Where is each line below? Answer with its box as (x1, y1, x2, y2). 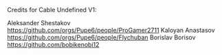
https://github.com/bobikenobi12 (7, 41, 100, 48)
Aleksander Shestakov (7, 19, 71, 26)
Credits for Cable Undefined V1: (7, 6, 98, 14)
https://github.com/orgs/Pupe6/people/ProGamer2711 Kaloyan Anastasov (7, 26, 215, 34)
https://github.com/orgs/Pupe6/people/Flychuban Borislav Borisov (7, 33, 196, 41)
